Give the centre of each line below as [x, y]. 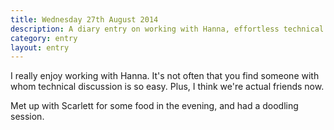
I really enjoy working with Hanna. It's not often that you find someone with [165, 76]
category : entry [44, 38]
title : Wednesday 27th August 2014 [84, 19]
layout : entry [40, 47]
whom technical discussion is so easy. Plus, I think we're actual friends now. [167, 87]
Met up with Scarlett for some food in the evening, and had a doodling [154, 106]
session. [27, 117]
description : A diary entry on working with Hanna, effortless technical [167, 29]
